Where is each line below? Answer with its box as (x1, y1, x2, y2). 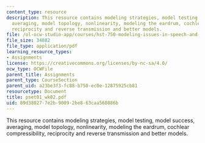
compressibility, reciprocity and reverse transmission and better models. (6, 130, 188, 137)
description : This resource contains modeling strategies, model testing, (6, 15, 201, 21)
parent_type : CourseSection (6, 77, 78, 83)
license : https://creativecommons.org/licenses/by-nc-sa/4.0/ (6, 60, 168, 66)
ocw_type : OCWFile (6, 65, 53, 72)
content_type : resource (6, 9, 67, 15)
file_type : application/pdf (6, 43, 78, 50)
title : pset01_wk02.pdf (6, 94, 67, 100)
